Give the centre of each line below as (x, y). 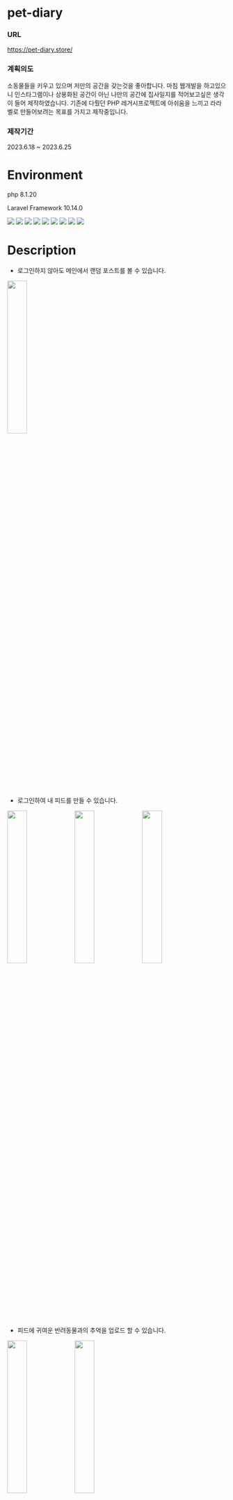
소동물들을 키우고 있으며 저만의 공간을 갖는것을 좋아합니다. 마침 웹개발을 (105, 86)
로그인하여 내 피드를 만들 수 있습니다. (67, 800)
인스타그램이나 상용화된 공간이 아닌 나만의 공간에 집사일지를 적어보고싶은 (113, 94)
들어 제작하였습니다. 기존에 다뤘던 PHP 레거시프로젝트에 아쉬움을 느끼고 (112, 103)
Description (42, 250)
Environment (45, 175)
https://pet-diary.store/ (40, 49)
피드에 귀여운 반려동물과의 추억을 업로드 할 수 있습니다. (91, 1330)
